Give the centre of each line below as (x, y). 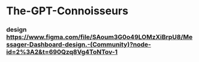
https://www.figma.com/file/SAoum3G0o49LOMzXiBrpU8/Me (99, 37)
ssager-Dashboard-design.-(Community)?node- (79, 45)
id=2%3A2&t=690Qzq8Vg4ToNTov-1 (62, 52)
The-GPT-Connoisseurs (67, 11)
